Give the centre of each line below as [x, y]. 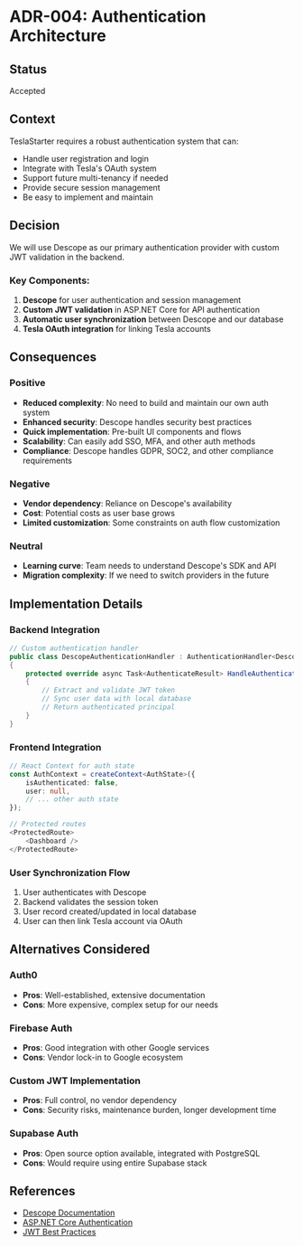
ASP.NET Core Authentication [78, 1222]
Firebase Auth [41, 1028]
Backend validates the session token [90, 901]
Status [28, 69]
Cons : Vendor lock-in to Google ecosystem [102, 1057]
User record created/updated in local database [109, 911]
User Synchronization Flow [70, 873]
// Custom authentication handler [74, 648]
